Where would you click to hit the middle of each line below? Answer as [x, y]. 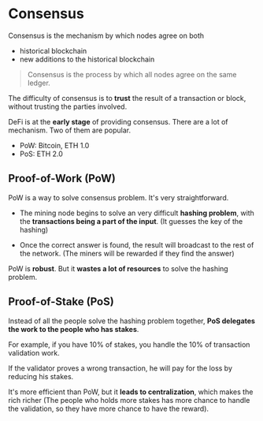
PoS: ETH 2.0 [41, 154]
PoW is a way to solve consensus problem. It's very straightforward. [119, 197]
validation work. [34, 352]
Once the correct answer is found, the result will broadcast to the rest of [137, 244]
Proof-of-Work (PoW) [62, 179]
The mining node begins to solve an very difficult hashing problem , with [137, 213]
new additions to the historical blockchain [87, 59]
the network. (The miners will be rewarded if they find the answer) [127, 253]
